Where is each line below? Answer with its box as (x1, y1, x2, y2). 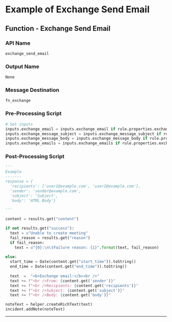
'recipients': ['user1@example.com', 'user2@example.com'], (10, 183, 141, 188)
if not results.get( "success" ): (5, 226, 74, 231)
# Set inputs (5, 122, 33, 127)
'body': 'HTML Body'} (10, 198, 56, 203)
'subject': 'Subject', (10, 193, 58, 198)
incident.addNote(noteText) (5, 307, 66, 312)
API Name (5, 40, 31, 47)
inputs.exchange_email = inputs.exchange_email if (5, 126, 116, 131)
